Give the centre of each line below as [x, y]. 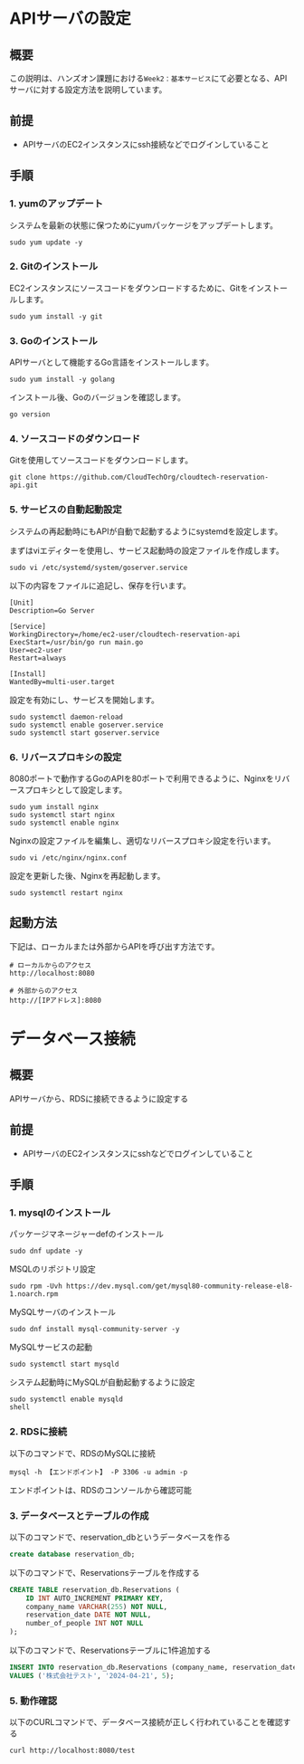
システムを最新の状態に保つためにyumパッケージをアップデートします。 [144, 225]
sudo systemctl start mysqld [64, 1364]
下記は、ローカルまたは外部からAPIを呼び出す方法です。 [114, 946]
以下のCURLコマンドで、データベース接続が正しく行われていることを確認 [146, 1722]
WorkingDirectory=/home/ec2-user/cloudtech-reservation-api [125, 634]
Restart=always [38, 658]
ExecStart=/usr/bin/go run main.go [76, 642]
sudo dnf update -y [46, 1251]
